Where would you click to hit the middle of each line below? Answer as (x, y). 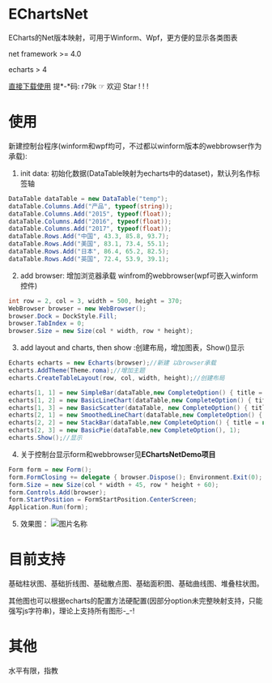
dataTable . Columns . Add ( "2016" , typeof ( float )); (90, 221)
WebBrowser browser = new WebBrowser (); (78, 309)
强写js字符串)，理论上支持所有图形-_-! (72, 611)
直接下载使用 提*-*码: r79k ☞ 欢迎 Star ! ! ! (79, 86)
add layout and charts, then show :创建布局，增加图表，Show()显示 (132, 348)
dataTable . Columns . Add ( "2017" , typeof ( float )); (90, 229)
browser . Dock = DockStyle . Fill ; (63, 316)
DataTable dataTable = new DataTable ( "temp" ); (88, 198)
